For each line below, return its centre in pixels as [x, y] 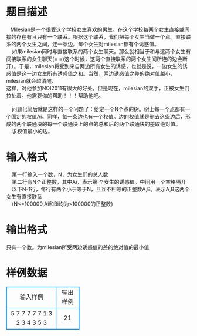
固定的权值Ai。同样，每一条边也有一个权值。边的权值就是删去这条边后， [98, 116]
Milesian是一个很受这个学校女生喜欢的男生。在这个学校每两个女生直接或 [97, 29]
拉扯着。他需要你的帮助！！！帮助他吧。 [55, 95]
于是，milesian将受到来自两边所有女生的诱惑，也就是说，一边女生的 [101, 66]
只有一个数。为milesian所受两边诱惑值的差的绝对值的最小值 [78, 247]
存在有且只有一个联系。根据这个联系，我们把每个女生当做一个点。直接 [101, 36]
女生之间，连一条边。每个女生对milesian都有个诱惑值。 [93, 44]
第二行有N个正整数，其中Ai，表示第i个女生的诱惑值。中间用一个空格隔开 [99, 182]
